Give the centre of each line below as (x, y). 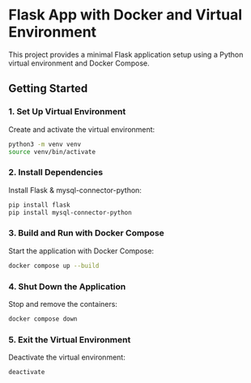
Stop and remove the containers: (63, 304)
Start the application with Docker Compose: (81, 251)
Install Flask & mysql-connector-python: (75, 190)
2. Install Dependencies (56, 172)
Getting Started (48, 89)
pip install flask (39, 205)
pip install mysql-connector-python (70, 212)
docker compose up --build (54, 266)
